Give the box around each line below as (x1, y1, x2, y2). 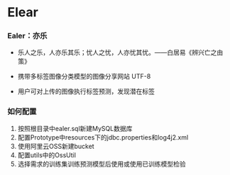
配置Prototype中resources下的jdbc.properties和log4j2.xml (17, 132, 189, 142)
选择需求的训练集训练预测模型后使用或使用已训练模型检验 (17, 159, 186, 168)
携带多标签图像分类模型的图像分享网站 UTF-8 (17, 72, 151, 81)
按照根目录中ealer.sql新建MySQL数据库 (17, 124, 133, 132)
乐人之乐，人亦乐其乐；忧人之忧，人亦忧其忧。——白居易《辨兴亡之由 (17, 48, 224, 57)
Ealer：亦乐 (7, 31, 48, 41)
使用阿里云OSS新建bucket (17, 142, 94, 150)
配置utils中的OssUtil (17, 150, 77, 159)
